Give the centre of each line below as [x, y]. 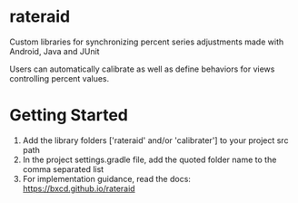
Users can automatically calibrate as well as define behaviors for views [142, 69]
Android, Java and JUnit [55, 51]
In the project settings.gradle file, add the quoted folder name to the [149, 159]
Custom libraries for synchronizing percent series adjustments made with [147, 42]
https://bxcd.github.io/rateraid [79, 188]
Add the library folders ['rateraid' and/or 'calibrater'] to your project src [155, 140]
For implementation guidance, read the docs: [106, 179]
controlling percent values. [60, 78]
